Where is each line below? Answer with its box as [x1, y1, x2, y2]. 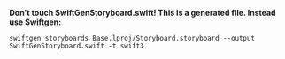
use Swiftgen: [9, 17, 62, 27]
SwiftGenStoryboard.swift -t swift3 [9, 41, 144, 50]
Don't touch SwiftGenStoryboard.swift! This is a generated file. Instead [9, 8, 276, 18]
